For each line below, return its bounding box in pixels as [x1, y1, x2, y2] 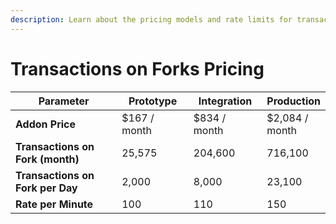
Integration [198, 94, 253, 108]
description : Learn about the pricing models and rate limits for [10, 14, 293, 25]
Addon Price [15, 117, 77, 131]
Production [266, 94, 321, 108]
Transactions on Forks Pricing [10, 57, 265, 80]
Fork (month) [15, 152, 80, 166]
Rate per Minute [15, 197, 94, 211]
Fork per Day [15, 181, 78, 195]
